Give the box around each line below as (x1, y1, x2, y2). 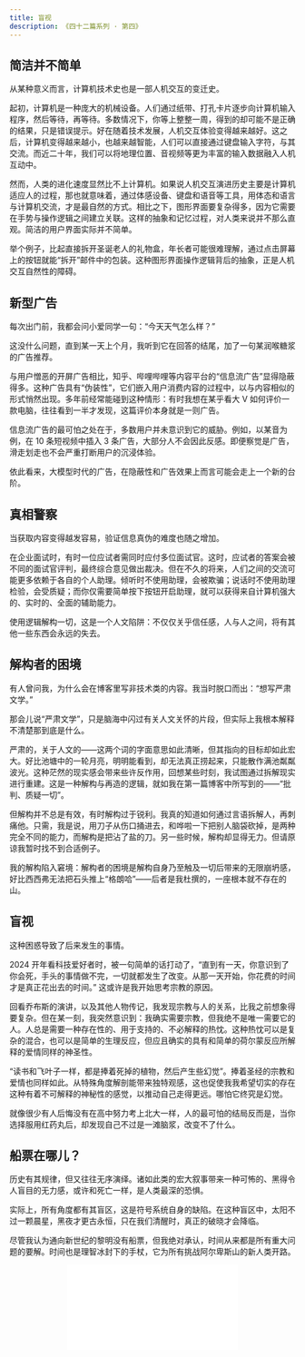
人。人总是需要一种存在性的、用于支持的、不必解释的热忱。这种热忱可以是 (9, 1023, 288, 1035)
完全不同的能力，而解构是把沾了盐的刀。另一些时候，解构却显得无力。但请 (9, 831, 288, 842)
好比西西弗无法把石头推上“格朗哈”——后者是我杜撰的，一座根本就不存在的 (9, 873, 288, 884)
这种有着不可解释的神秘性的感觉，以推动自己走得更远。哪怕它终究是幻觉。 (9, 1088, 288, 1099)
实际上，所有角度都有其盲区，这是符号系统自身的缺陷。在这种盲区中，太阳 (9, 1205, 288, 1215)
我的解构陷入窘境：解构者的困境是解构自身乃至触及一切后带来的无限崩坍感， (9, 861, 296, 872)
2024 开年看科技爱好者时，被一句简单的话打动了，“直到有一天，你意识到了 (9, 959, 290, 969)
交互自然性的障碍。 (9, 266, 82, 277)
